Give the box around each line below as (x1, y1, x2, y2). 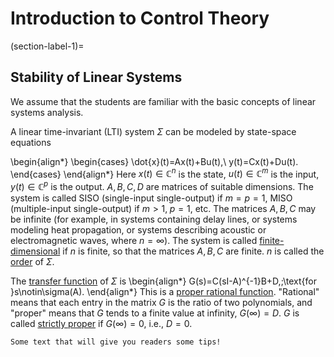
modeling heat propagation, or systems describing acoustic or (10, 224, 267, 236)
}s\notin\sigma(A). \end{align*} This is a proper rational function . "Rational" (10, 286, 320, 298)
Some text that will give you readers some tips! (10, 337, 222, 347)
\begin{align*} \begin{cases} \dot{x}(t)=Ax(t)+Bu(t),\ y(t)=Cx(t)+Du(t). (10, 155, 299, 167)
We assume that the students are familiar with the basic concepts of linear (10, 95, 317, 107)
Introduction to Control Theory (10, 7, 270, 30)
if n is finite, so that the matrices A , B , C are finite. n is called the (62, 245, 325, 257)
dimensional (10, 245, 61, 257)
